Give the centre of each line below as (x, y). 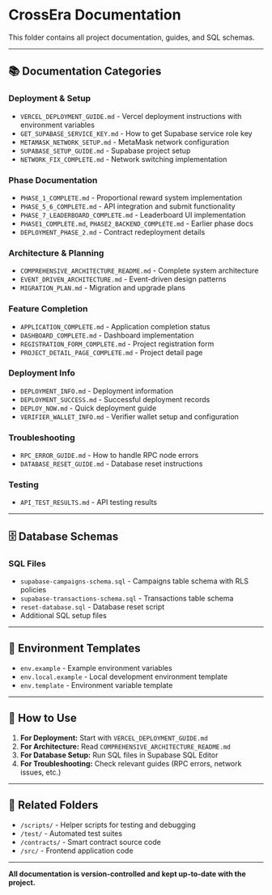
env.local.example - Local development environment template (124, 677)
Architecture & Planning (56, 252)
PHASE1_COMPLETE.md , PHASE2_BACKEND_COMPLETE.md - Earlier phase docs (136, 223)
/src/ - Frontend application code (76, 850)
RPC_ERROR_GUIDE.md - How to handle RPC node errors (109, 456)
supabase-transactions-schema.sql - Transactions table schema (127, 598)
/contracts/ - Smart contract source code (91, 842)
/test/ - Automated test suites (71, 833)
